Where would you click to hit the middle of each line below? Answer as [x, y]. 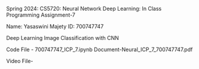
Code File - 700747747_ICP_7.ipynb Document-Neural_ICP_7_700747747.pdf [99, 49]
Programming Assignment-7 [41, 15]
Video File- [20, 61]
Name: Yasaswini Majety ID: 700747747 [55, 26]
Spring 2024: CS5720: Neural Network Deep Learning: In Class [84, 9]
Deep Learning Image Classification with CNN [63, 38]
